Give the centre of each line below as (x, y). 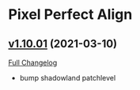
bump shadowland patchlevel (68, 78)
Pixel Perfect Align (70, 15)
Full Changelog (33, 62)
